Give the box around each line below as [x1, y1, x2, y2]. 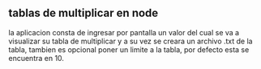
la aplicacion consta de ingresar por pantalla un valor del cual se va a [8, 27, 240, 37]
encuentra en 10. [8, 53, 65, 63]
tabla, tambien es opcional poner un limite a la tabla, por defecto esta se [8, 44, 250, 55]
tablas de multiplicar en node [8, 6, 159, 20]
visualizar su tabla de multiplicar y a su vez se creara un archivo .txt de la [8, 36, 253, 46]
